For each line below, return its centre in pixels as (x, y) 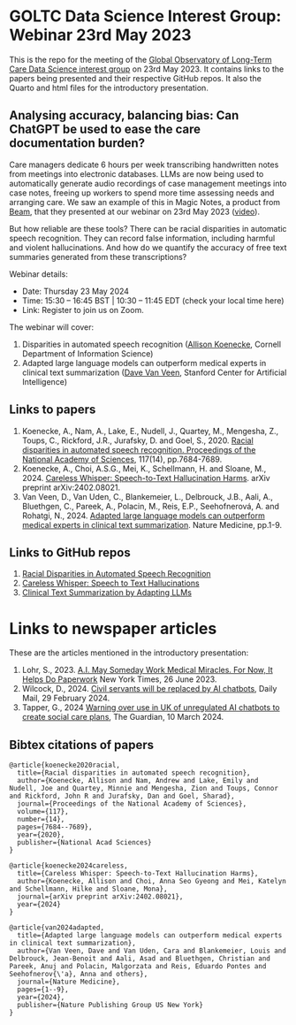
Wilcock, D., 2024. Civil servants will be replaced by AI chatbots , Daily (149, 689)
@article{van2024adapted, (57, 928)
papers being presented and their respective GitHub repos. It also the (136, 78)
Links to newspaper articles (113, 628)
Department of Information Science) (87, 353)
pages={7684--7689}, (55, 827)
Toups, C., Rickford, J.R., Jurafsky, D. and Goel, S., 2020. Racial (137, 440)
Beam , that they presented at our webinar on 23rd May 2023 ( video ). (135, 211)
